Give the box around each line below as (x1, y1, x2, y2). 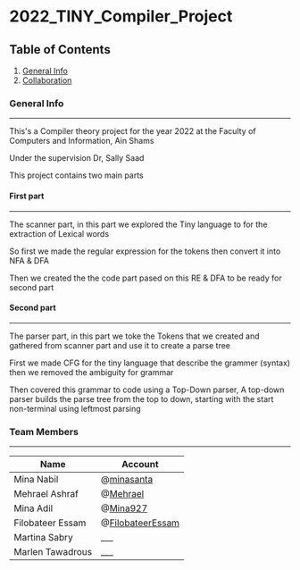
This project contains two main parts (9, 170, 145, 180)
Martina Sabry (13, 532, 73, 543)
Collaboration (21, 75, 72, 86)
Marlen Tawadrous (13, 546, 92, 557)
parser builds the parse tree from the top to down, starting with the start (9, 393, 274, 404)
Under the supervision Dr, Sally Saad (9, 153, 145, 163)
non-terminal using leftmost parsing (9, 403, 141, 414)
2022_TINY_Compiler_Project (9, 6, 233, 27)
